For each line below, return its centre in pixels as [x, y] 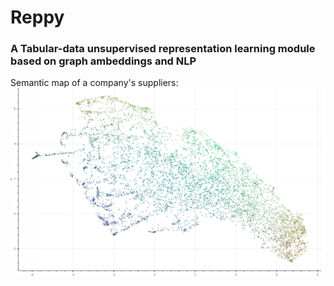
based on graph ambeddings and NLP [103, 61]
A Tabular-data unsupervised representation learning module [163, 49]
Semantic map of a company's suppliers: [94, 83]
